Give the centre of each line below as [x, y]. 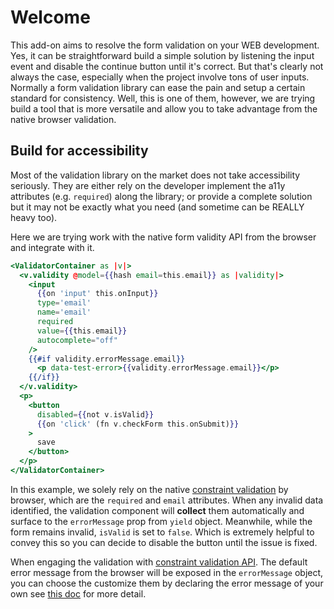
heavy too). [34, 217]
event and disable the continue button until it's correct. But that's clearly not [167, 66]
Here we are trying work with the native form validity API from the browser [163, 237]
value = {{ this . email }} [82, 331]
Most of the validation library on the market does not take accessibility [155, 175]
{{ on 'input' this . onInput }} [97, 294]
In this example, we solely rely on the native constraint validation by [149, 489]
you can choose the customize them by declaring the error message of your [167, 583]
